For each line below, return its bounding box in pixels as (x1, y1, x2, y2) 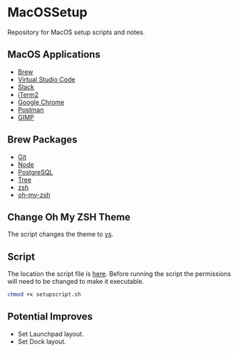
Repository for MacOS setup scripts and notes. (7, 28, 145, 36)
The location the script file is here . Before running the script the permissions (7, 270, 232, 278)
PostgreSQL (17, 168, 53, 176)
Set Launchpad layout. (17, 329, 84, 338)
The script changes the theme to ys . (7, 230, 114, 239)
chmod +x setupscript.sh (7, 291, 81, 298)
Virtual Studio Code (17, 75, 76, 83)
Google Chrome (17, 98, 65, 106)
